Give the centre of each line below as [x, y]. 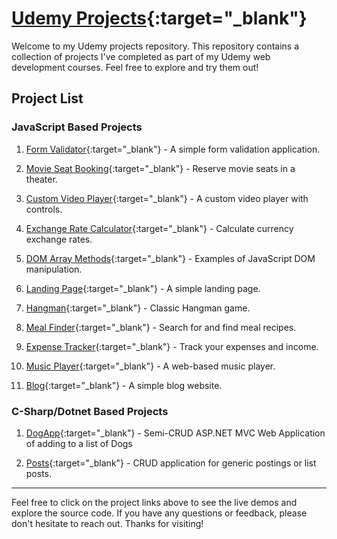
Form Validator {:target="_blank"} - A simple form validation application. [173, 149]
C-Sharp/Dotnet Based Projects [90, 411]
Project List [47, 98]
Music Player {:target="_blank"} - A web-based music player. [150, 366]
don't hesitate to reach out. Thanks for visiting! [107, 523]
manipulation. [54, 269]
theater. [41, 179]
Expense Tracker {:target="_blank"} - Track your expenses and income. [172, 346]
